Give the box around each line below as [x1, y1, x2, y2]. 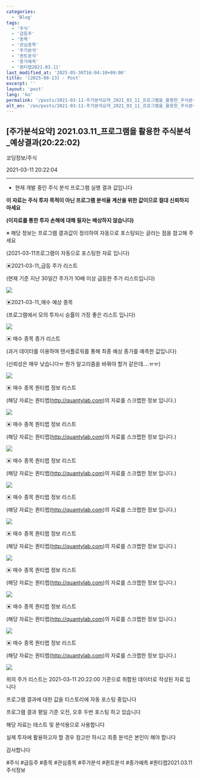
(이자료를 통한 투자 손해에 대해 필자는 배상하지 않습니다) [6, 217, 134, 224]
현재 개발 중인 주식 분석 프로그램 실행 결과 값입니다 [14, 184, 133, 191]
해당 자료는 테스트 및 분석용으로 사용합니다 [6, 721, 105, 728]
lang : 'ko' [6, 92, 33, 98]
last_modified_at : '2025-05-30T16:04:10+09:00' [6, 70, 127, 76]
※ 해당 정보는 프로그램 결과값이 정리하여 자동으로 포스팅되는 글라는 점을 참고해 [6, 230, 187, 237]
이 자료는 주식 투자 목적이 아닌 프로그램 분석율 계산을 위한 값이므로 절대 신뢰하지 [6, 197, 189, 204]
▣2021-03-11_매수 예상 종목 [6, 299, 73, 306]
